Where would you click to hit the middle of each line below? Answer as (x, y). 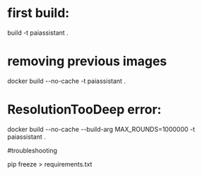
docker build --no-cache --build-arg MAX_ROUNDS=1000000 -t (101, 129)
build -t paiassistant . (38, 33)
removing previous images (87, 61)
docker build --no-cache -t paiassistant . (66, 81)
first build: (38, 13)
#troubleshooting (32, 150)
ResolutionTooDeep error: (84, 109)
